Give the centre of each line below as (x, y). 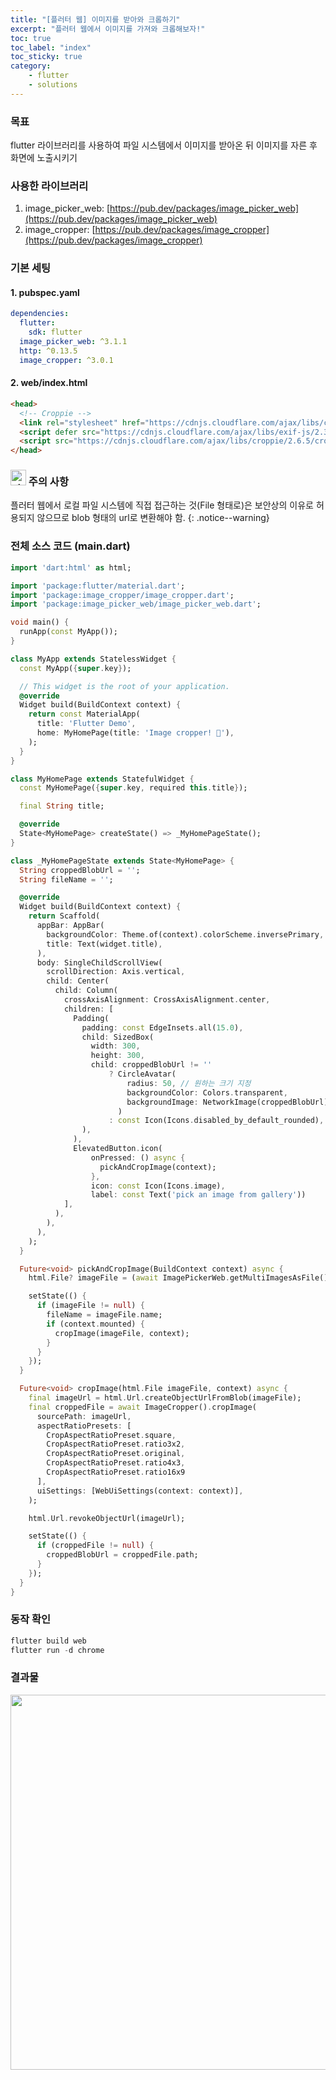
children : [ (88, 1009)
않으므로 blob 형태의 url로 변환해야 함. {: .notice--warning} (153, 518)
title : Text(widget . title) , (104, 944)
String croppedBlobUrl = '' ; (80, 870)
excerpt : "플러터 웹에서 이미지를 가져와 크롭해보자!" (108, 29)
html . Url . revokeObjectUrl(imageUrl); (107, 1518)
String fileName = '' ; (66, 879)
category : (31, 66)
